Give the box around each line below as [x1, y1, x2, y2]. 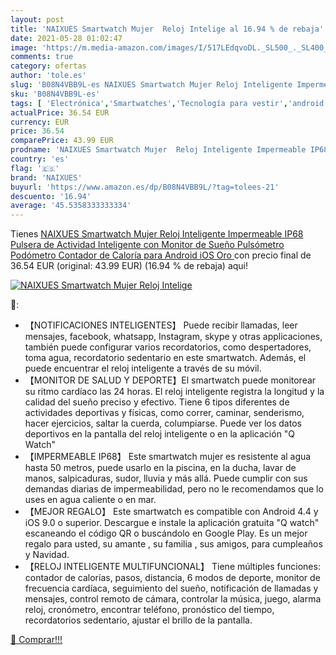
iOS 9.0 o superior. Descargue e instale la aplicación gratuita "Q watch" [24, 517, 320, 529]
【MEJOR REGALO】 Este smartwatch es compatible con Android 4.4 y [24, 506, 319, 518]
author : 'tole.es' [10, 71, 87, 81]
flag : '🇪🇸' [10, 163, 60, 173]
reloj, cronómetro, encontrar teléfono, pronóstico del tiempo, [24, 604, 275, 616]
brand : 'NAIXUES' [10, 172, 83, 183]
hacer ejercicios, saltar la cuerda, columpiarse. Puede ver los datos [24, 417, 302, 430]
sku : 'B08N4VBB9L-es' [10, 89, 101, 99]
